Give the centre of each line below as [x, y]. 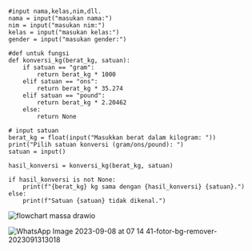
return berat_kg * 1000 [76, 75]
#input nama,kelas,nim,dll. [55, 11]
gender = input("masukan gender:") [68, 39]
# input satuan [34, 131]
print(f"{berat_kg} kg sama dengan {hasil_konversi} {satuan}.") [134, 187]
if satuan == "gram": [58, 67]
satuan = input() [37, 152]
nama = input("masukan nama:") [60, 18]
